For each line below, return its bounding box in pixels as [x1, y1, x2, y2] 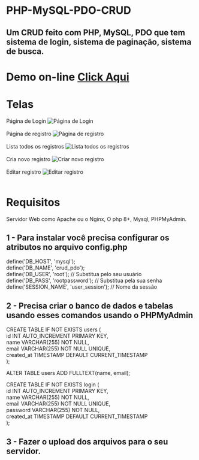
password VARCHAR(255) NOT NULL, [6, 407, 100, 414]
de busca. [6, 46, 44, 56]
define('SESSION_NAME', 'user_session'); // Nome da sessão [6, 283, 158, 290]
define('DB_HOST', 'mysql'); [6, 258, 76, 265]
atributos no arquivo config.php [6, 242, 128, 252]
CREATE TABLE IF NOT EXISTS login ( [6, 381, 99, 388]
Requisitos [6, 195, 61, 209]
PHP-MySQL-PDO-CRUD [6, 4, 131, 17]
